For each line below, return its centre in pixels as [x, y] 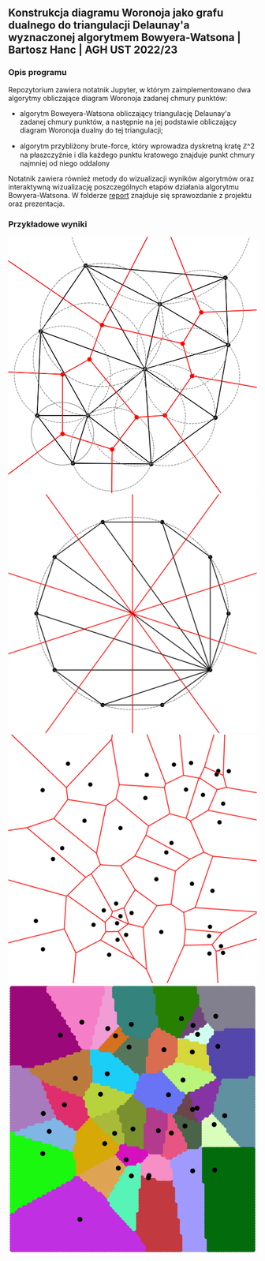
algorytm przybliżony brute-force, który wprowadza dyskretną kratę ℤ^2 [137, 146]
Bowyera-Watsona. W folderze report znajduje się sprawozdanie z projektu [130, 195]
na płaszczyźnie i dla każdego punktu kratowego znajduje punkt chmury [137, 155]
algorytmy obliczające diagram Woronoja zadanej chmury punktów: [118, 98]
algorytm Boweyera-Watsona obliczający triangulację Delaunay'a [125, 113]
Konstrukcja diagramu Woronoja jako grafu [116, 13]
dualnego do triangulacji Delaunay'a [99, 26]
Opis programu [37, 73]
